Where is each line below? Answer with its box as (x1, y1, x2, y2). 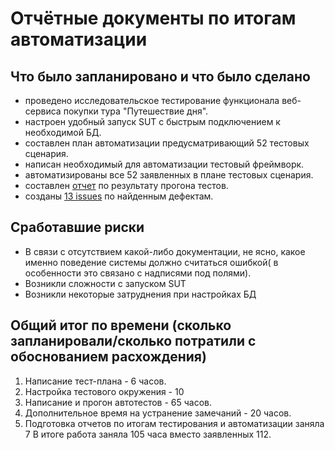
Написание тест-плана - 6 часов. (24, 375, 167, 387)
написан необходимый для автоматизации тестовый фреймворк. (24, 158, 305, 170)
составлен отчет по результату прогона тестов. (24, 180, 229, 191)
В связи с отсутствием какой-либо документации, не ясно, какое (24, 245, 306, 257)
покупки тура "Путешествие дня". (63, 105, 209, 117)
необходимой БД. (24, 127, 102, 138)
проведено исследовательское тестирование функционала (24, 95, 280, 106)
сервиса (24, 105, 62, 117)
